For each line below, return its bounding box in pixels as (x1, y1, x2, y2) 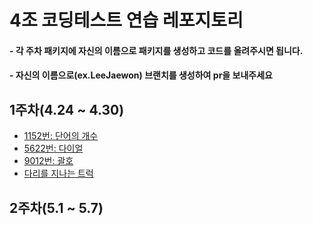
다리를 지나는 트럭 (23, 167, 94, 180)
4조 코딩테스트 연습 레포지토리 (9, 9, 244, 32)
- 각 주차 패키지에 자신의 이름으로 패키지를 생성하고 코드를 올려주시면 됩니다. (9, 44, 304, 56)
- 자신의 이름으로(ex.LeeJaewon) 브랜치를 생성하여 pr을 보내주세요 (9, 69, 273, 81)
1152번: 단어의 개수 (23, 130, 99, 142)
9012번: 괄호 (23, 155, 74, 167)
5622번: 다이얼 (23, 142, 84, 155)
